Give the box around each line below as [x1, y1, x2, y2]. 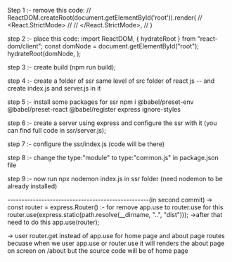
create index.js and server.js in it [7, 84, 101, 92]
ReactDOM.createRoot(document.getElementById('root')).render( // [7, 13, 202, 22]
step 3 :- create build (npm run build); [7, 63, 116, 71]
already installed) [7, 182, 58, 190]
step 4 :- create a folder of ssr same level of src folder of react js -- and [7, 77, 215, 85]
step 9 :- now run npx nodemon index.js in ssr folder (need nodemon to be [7, 175, 224, 183]
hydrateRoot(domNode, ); [7, 49, 82, 58]
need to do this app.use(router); [7, 218, 100, 226]
